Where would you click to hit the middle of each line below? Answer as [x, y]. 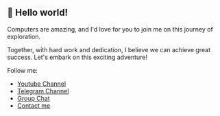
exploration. [24, 36]
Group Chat [33, 98]
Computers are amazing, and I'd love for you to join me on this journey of [110, 29]
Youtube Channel [41, 84]
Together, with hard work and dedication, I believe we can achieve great [109, 49]
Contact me [34, 105]
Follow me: [22, 70]
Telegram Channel [43, 91]
